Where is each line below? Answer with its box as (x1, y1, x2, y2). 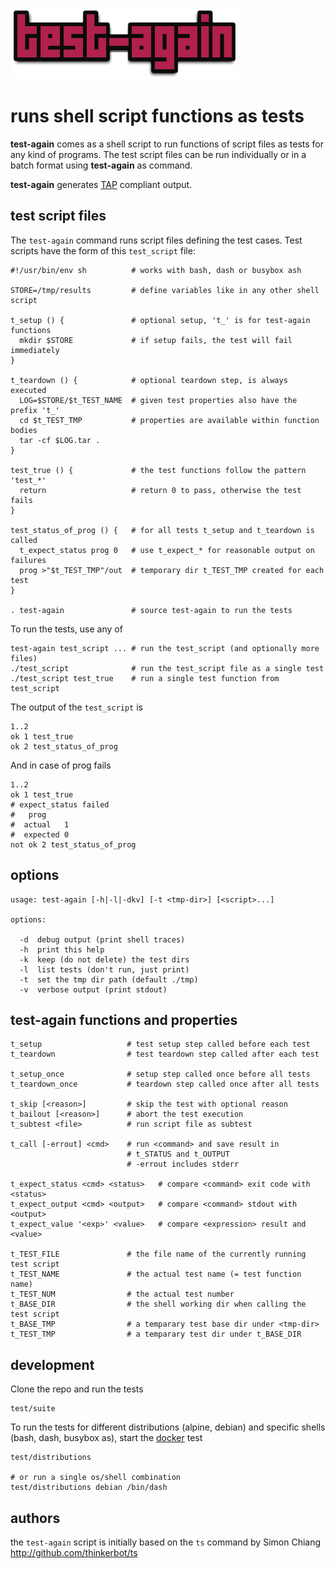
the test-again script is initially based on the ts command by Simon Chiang (10, 1536, 322, 1548)
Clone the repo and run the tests (10, 1383, 144, 1395)
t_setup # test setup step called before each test (10, 1039, 311, 1050)
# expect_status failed (10, 799, 110, 810)
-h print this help (19, 944, 105, 955)
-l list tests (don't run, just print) (19, 964, 190, 975)
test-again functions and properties (10, 1011, 238, 1028)
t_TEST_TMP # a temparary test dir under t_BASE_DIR (10, 1329, 302, 1340)
